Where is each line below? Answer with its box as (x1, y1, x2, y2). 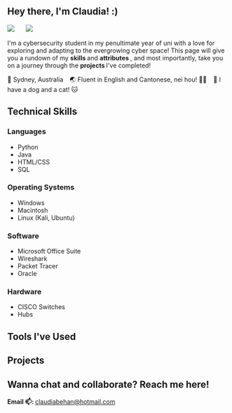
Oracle (17, 270, 37, 278)
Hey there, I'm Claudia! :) (7, 6, 118, 18)
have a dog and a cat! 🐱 (7, 85, 79, 93)
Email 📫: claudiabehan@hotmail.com (7, 397, 116, 406)
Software (7, 231, 40, 241)
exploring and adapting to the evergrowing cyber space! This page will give (7, 46, 225, 55)
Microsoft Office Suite (17, 247, 81, 256)
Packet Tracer (17, 262, 58, 270)
